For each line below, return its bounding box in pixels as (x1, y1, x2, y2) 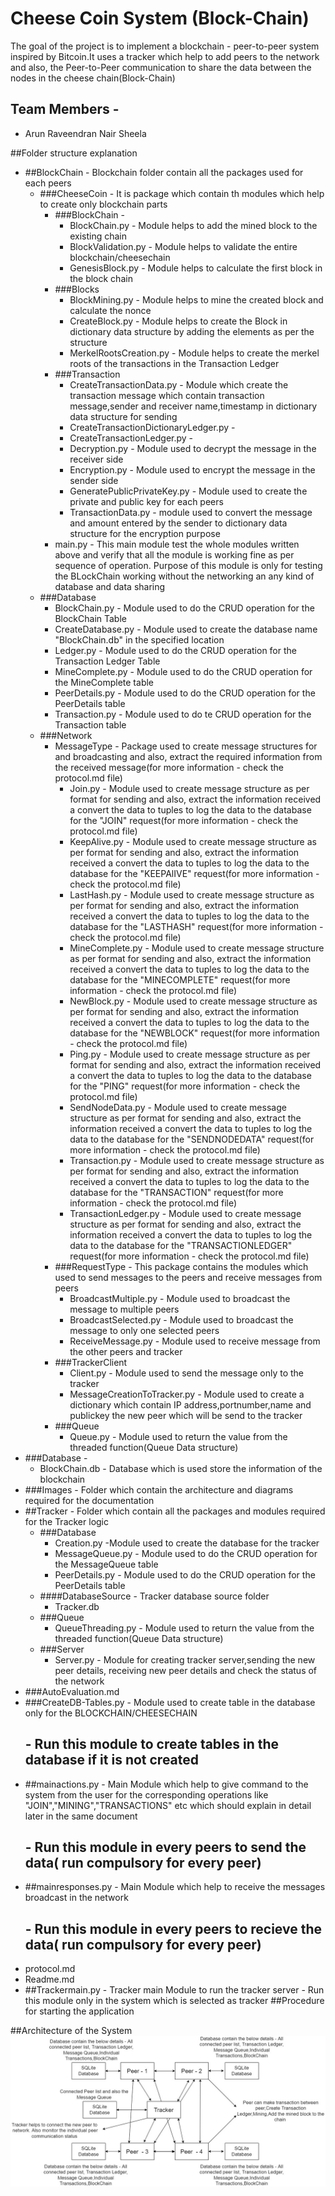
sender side (69, 474, 119, 486)
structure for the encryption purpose (69, 527, 221, 539)
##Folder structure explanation (10, 147, 138, 159)
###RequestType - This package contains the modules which (54, 1260, 309, 1272)
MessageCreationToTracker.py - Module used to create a (69, 1388, 305, 1400)
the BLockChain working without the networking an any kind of (54, 570, 315, 582)
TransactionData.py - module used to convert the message (69, 506, 313, 518)
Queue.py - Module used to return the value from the (69, 1430, 288, 1442)
